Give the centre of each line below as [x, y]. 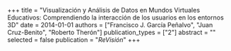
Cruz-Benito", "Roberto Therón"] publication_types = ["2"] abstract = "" [112, 32]
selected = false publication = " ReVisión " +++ [74, 40]
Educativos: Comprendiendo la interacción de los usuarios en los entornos [115, 17]
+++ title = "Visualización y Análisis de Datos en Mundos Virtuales [103, 10]
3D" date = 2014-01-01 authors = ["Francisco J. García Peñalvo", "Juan [110, 25]
